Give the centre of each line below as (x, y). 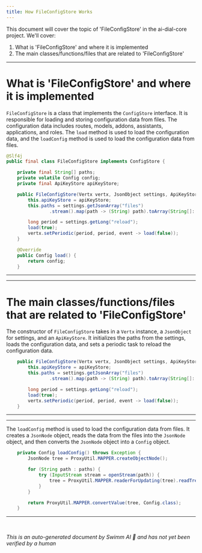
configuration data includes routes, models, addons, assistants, (85, 126)
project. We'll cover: (31, 35)
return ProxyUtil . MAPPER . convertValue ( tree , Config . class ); (105, 503)
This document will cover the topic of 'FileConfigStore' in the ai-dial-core (97, 29)
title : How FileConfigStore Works (50, 12)
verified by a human (31, 543)
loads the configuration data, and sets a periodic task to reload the (89, 345)
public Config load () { (47, 255)
